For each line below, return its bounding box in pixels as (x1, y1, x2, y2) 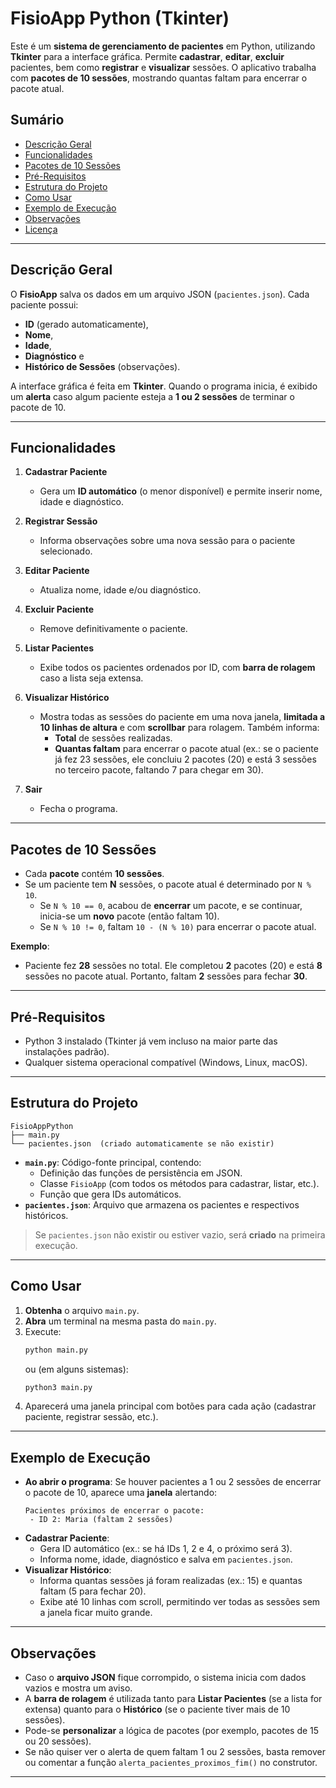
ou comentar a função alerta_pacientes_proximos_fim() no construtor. (24, 1757, 318, 1768)
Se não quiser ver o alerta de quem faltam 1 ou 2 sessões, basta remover (24, 1746, 326, 1757)
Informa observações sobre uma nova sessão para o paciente (39, 535, 296, 547)
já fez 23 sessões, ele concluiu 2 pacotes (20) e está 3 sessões (54, 753, 317, 766)
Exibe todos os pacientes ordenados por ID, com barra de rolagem (39, 662, 316, 674)
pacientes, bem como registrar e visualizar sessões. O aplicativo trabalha (10, 61, 317, 73)
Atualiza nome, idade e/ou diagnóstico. (39, 584, 202, 596)
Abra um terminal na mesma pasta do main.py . (24, 1315, 217, 1327)
